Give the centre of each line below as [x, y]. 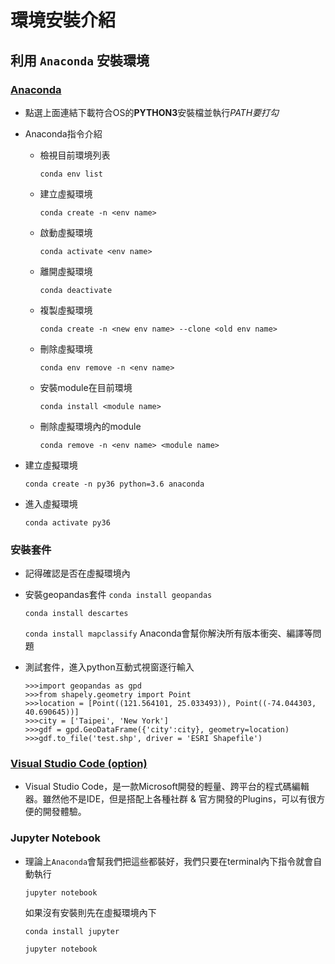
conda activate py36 [67, 522]
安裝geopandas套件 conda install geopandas [118, 595]
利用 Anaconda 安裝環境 [80, 60]
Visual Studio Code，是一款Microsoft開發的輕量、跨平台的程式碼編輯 [167, 787]
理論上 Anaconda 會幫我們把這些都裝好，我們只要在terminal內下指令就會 [169, 861]
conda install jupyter [72, 931]
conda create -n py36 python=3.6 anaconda [114, 484]
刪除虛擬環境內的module [90, 426]
